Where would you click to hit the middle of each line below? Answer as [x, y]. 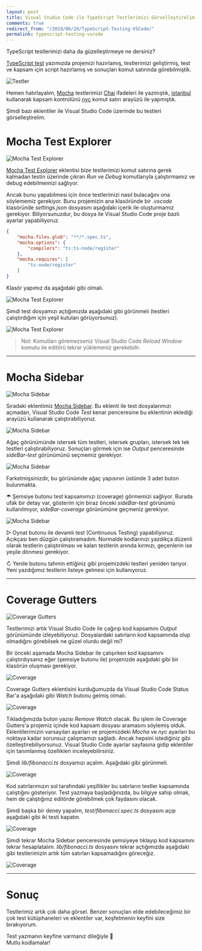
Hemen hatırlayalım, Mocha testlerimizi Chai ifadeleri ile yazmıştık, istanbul [99, 93]
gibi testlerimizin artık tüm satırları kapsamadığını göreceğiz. [81, 853]
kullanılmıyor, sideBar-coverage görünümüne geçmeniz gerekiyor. [88, 509]
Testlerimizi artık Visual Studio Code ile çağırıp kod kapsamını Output [92, 628]
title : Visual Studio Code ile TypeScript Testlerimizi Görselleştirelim [101, 17]
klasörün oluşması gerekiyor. [42, 666]
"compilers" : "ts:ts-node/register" [74, 248]
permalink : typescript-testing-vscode [55, 34]
